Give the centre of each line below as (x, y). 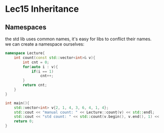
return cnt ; (35, 85)
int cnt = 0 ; (36, 62)
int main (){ (17, 103)
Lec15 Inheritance (42, 9)
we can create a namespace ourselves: (45, 44)
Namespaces (26, 27)
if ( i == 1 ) (42, 71)
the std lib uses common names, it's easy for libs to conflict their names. (78, 39)
